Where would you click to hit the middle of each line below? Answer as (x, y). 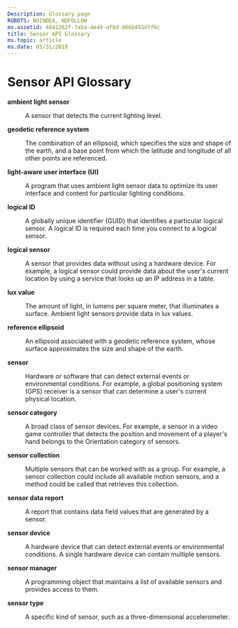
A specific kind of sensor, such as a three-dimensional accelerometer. (128, 617)
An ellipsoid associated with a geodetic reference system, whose (120, 341)
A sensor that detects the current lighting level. (94, 115)
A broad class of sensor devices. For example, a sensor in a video (121, 426)
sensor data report (36, 497)
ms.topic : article (34, 40)
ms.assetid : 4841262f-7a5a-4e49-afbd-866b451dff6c (84, 27)
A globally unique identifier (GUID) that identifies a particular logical (124, 220)
